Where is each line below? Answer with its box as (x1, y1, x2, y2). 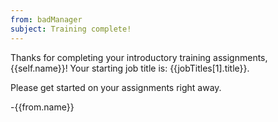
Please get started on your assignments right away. (10, 81, 222, 93)
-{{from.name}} (10, 101, 75, 113)
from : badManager (10, 14, 83, 25)
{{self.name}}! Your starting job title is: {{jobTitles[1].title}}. (10, 62, 250, 74)
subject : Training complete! (10, 24, 132, 34)
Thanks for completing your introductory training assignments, (10, 51, 268, 63)
